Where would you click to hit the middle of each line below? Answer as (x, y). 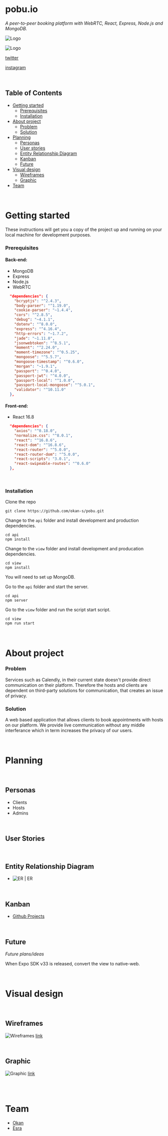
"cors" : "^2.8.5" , (33, 315)
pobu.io (22, 9)
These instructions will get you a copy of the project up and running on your (83, 229)
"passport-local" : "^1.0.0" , (45, 380)
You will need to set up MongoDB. (40, 577)
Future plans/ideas (25, 954)
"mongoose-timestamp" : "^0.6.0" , (49, 362)
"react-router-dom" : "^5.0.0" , (47, 454)
